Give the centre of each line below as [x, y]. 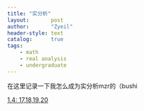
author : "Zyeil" [40, 26]
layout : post [35, 20]
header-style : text [35, 33]
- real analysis [43, 59]
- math [29, 53]
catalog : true [35, 40]
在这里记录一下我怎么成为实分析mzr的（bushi [72, 86]
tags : [15, 46]
